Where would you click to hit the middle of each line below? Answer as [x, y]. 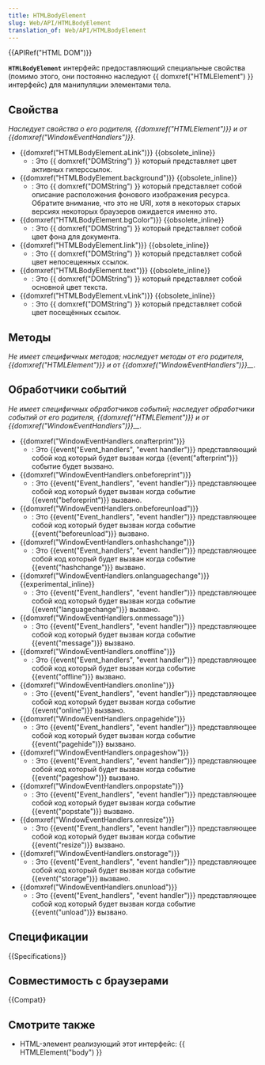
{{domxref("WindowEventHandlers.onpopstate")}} [102, 785]
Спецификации [48, 937]
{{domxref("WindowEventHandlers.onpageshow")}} [104, 752]
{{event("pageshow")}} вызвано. [85, 778]
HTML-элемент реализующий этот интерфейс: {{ [102, 1044]
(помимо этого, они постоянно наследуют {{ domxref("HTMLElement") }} [131, 77]
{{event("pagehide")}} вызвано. [84, 744]
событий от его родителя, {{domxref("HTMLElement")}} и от [109, 417]
